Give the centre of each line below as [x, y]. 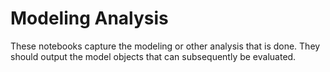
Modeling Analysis [89, 18]
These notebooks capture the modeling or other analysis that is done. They [165, 46]
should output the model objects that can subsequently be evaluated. [153, 56]
